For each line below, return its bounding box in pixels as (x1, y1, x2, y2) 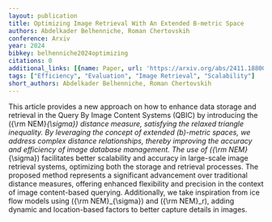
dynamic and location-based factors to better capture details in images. (8, 204, 248, 214)
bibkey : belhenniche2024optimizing (8, 49, 129, 57)
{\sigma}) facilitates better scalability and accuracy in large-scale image (8, 153, 249, 162)
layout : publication (8, 11, 79, 20)
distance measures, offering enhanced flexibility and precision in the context (8, 178, 265, 188)
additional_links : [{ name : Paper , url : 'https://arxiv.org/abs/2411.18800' (8, 65, 270, 73)
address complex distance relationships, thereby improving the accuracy (8, 136, 253, 145)
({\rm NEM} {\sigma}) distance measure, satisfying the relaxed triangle (8, 119, 244, 128)
